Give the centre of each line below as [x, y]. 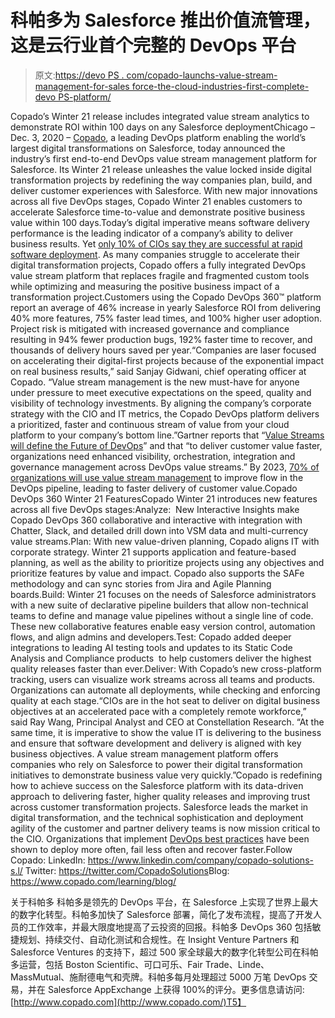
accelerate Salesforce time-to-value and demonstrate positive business [158, 212]
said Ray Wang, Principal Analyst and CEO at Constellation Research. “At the [167, 722]
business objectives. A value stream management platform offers [144, 753]
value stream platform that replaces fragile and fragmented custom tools [160, 275]
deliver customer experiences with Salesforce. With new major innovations [164, 190]
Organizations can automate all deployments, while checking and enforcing [165, 690]
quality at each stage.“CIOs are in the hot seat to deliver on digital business [165, 700]
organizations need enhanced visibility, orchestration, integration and [153, 456]
